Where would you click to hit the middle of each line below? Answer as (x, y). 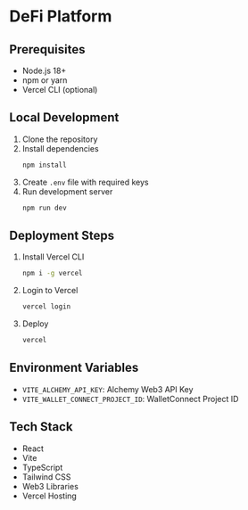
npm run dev (44, 208)
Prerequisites (47, 49)
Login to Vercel (50, 291)
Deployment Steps (62, 235)
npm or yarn (45, 80)
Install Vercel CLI (53, 257)
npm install (44, 165)
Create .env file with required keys (85, 182)
